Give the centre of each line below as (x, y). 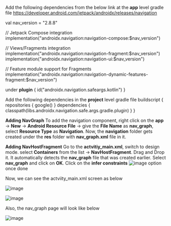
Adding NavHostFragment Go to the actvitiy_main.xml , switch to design (82, 147)
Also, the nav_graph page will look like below (52, 208)
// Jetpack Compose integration (39, 33)
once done (17, 168)
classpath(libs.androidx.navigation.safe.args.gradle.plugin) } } (70, 110)
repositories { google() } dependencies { (48, 105)
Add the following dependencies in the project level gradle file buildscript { (84, 100)
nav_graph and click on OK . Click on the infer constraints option (83, 163)
